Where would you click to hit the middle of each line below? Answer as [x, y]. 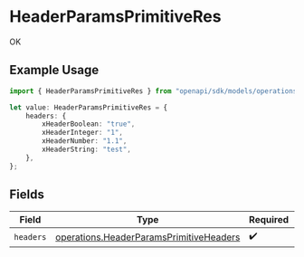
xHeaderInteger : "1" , [83, 133]
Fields [27, 195]
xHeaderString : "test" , [86, 149]
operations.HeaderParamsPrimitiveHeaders [148, 237]
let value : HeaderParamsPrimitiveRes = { [89, 107]
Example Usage [54, 70]
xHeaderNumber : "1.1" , [85, 141]
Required [269, 220]
